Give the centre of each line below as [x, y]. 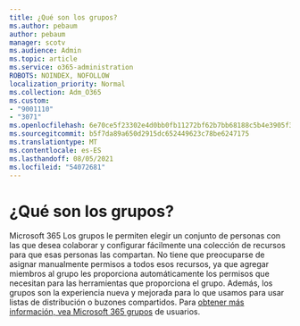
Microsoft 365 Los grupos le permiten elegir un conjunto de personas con [145, 236]
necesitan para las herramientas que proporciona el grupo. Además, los [141, 283]
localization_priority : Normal [67, 84]
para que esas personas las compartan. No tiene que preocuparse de [137, 255]
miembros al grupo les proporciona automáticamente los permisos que [139, 274]
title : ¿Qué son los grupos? [63, 17]
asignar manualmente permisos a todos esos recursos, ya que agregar [139, 264]
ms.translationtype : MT [54, 142]
